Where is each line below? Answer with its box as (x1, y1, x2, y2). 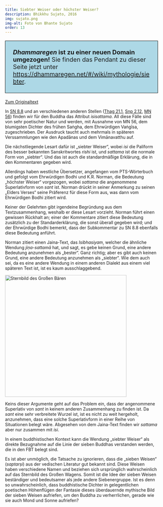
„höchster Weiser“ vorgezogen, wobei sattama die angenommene (5, 179, 137, 185)
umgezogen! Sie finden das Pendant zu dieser (13, 56, 147, 64)
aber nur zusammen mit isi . (5, 427, 60, 433)
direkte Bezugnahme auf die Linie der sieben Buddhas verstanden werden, (5, 442, 154, 448)
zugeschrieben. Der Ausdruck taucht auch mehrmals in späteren (5, 129, 134, 135)
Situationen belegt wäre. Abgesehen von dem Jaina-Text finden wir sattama (5, 422, 158, 428)
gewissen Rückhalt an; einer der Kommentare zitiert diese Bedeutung (5, 214, 144, 220)
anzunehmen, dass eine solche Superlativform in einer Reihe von (5, 416, 135, 422)
